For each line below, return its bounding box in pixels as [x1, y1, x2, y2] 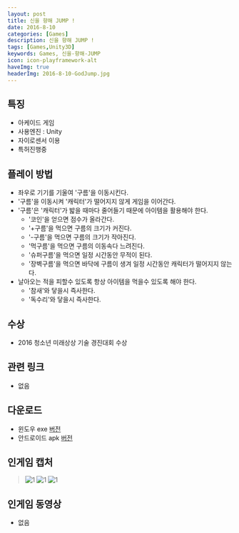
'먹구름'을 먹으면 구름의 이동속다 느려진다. [28, 242, 145, 250]
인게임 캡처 [7, 456, 54, 468]
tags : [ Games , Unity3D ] [7, 43, 75, 51]
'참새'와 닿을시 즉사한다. [28, 286, 96, 295]
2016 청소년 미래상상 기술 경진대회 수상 [17, 338, 128, 346]
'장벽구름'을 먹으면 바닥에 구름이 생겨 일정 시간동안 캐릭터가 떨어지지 [28, 259, 219, 268]
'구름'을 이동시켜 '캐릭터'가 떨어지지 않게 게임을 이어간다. [17, 197, 176, 206]
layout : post [7, 10, 46, 18]
